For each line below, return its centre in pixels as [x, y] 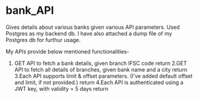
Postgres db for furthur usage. [43, 40]
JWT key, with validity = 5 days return [61, 88]
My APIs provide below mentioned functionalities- [68, 51]
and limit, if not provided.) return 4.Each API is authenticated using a [99, 82]
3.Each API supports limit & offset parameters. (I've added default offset [103, 76]
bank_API [30, 11]
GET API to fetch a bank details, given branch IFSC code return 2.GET [100, 63]
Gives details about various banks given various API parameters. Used [93, 27]
